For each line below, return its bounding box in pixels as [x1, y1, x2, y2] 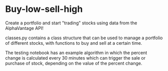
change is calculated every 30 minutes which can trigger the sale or [5, 55, 146, 61]
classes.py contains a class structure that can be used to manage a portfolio [5, 35, 163, 41]
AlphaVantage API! [5, 25, 44, 31]
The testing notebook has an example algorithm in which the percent [5, 50, 147, 56]
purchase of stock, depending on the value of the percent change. [5, 60, 142, 66]
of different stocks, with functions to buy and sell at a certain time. [5, 40, 142, 46]
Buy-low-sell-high [5, 3, 83, 15]
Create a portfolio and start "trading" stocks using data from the [5, 20, 137, 26]
